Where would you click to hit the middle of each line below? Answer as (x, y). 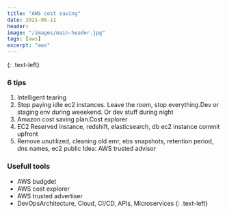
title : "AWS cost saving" (44, 13)
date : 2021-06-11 (32, 20)
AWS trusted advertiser (50, 195)
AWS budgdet (37, 181)
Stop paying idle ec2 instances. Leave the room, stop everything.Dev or (118, 105)
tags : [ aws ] (24, 39)
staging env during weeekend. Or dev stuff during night (95, 112)
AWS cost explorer (43, 189)
